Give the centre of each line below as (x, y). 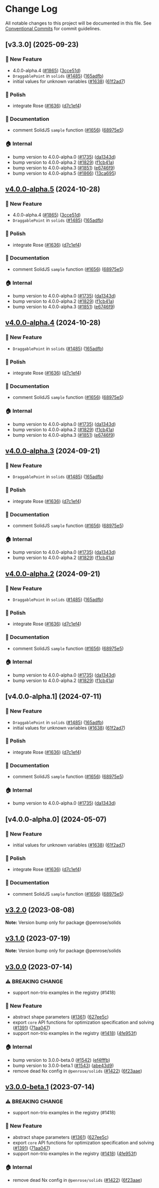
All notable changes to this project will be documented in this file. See (78, 23)
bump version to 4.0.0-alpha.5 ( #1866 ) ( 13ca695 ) (64, 173)
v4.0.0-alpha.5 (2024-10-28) (53, 189)
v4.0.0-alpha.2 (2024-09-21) (53, 574)
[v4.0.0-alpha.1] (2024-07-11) (54, 697)
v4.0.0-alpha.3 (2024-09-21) (53, 451)
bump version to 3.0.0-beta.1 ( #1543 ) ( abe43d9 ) (63, 1065)
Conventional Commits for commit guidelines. (53, 28)
